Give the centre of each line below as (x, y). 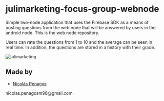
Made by (19, 72)
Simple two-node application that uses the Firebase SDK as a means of (77, 22)
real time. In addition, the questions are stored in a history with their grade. (81, 47)
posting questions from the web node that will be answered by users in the (81, 27)
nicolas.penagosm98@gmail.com (39, 93)
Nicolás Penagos (30, 84)
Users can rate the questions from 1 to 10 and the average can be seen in (79, 42)
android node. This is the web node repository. (52, 33)
